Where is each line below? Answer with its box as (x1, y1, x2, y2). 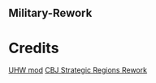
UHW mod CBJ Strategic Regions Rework (8, 65, 148, 75)
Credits (8, 39, 59, 57)
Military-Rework (8, 6, 93, 20)
